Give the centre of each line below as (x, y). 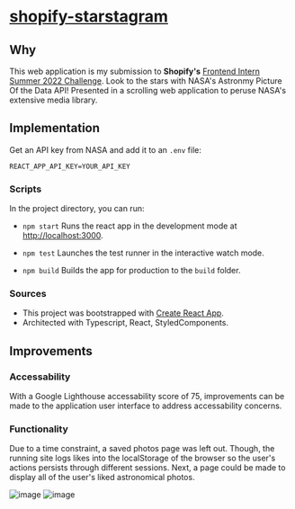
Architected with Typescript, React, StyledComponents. (125, 323)
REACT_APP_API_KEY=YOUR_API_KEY (70, 166)
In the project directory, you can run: (77, 209)
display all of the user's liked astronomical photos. (102, 478)
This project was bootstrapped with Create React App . (123, 313)
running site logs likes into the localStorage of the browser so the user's (143, 458)
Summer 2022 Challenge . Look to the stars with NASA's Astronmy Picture (146, 81)
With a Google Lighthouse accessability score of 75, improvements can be (147, 397)
